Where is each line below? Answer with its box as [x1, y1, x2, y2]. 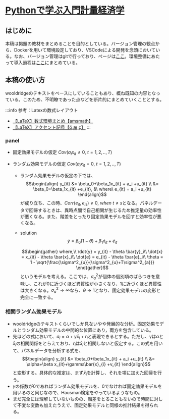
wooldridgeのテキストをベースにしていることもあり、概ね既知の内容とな [5, 90, 156, 96]
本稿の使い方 [5, 76, 45, 84]
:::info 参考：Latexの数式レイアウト [5, 107, 78, 113]
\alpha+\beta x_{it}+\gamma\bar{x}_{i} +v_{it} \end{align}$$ [26, 361, 151, 368]
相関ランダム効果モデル [5, 308, 62, 316]
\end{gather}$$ [76, 265, 109, 271]
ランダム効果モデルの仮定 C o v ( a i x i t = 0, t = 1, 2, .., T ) [12, 161, 121, 168]
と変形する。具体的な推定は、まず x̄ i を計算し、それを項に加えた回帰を [12, 370, 158, 377]
